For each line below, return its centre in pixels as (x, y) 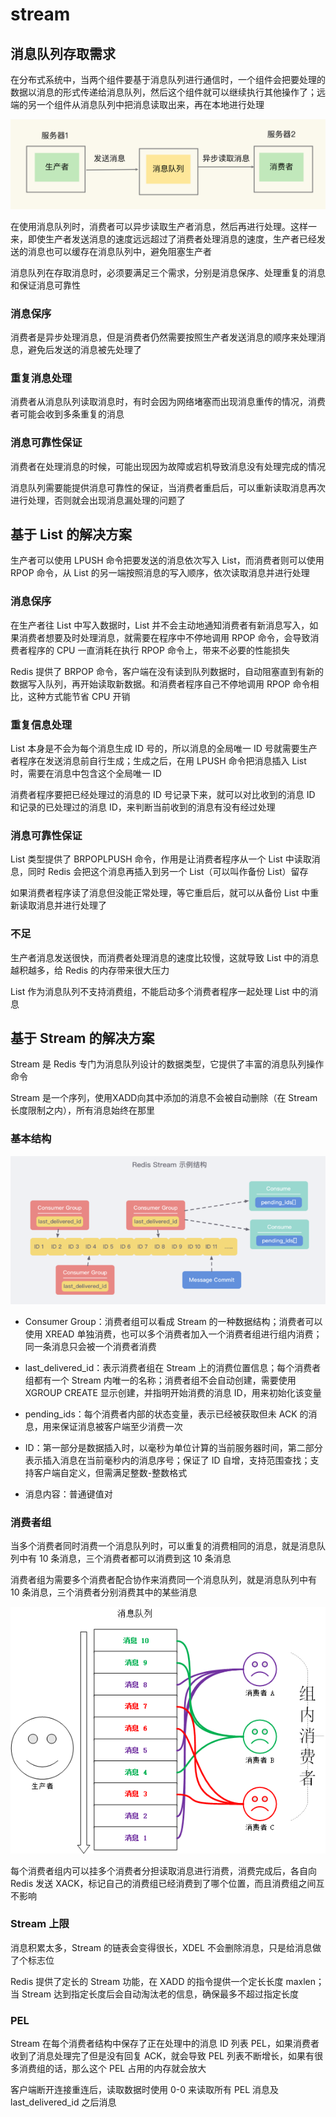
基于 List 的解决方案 (71, 534)
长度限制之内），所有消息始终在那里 (82, 1110)
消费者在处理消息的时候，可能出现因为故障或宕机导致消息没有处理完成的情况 (168, 466)
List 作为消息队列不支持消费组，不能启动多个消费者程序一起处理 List (150, 991)
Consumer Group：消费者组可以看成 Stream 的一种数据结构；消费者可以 (173, 1322)
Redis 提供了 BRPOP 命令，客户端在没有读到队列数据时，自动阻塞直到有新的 (167, 671)
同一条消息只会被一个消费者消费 (90, 1347)
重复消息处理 (41, 378)
